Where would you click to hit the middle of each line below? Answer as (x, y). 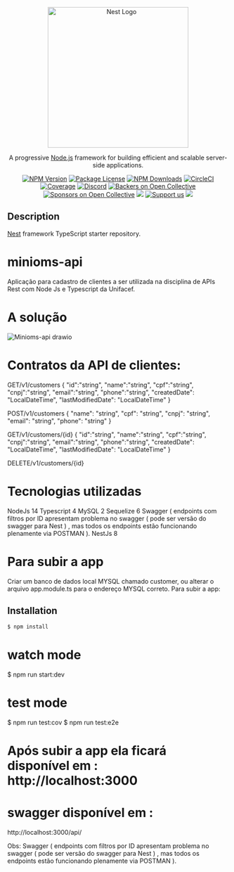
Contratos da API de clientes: (94, 365)
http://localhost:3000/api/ (45, 833)
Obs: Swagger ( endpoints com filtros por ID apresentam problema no (108, 846)
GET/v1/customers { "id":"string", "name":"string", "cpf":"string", (100, 385)
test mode (38, 703)
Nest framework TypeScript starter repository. (74, 233)
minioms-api (45, 262)
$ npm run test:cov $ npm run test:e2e (63, 723)
